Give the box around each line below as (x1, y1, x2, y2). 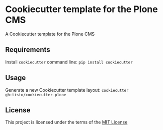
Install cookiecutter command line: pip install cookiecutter (5, 59, 133, 65)
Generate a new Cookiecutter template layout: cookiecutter (5, 87, 129, 93)
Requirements (5, 45, 50, 54)
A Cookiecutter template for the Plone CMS (5, 31, 95, 37)
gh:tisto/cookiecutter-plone (5, 92, 66, 97)
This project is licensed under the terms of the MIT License (5, 119, 128, 125)
